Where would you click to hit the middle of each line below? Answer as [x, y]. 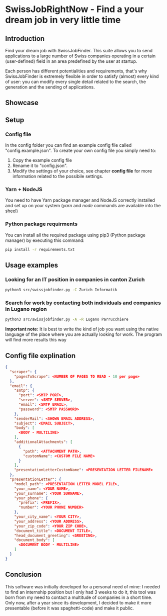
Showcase [22, 103]
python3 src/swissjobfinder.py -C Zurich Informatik [61, 290]
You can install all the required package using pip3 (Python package [75, 235]
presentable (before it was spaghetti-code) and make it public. [69, 608]
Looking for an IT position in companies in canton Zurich [75, 279]
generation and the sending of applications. [50, 87]
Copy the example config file [42, 160]
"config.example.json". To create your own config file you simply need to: [81, 151]
